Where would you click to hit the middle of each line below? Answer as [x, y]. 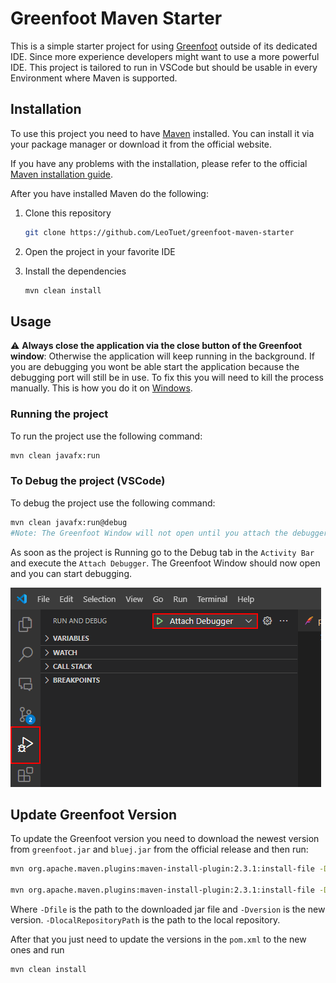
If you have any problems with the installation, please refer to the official [159, 163]
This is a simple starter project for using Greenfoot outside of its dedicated [164, 46]
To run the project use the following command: [106, 436]
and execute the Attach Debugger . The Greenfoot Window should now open [165, 563]
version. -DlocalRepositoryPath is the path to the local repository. [145, 919]
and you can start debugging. [71, 573]
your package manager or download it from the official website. [141, 144]
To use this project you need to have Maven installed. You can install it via [162, 133]
